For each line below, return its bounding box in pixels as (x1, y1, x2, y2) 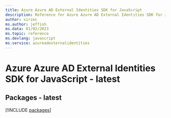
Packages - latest (5, 94, 62, 102)
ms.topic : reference (5, 31, 49, 36)
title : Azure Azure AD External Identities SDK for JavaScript (5, 7, 142, 13)
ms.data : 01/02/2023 (5, 26, 49, 32)
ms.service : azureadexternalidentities (5, 41, 90, 46)
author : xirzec (5, 17, 38, 22)
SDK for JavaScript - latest (5, 73, 121, 84)
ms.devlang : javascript (5, 36, 56, 41)
